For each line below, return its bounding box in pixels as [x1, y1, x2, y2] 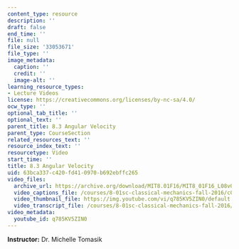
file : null [7, 37, 40, 44]
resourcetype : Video [7, 149, 69, 157]
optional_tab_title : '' [7, 110, 78, 117]
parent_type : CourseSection [7, 129, 91, 137]
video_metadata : [7, 209, 55, 216]
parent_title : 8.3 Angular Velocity [7, 122, 116, 130]
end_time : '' [7, 30, 46, 38]
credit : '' [14, 70, 46, 77]
